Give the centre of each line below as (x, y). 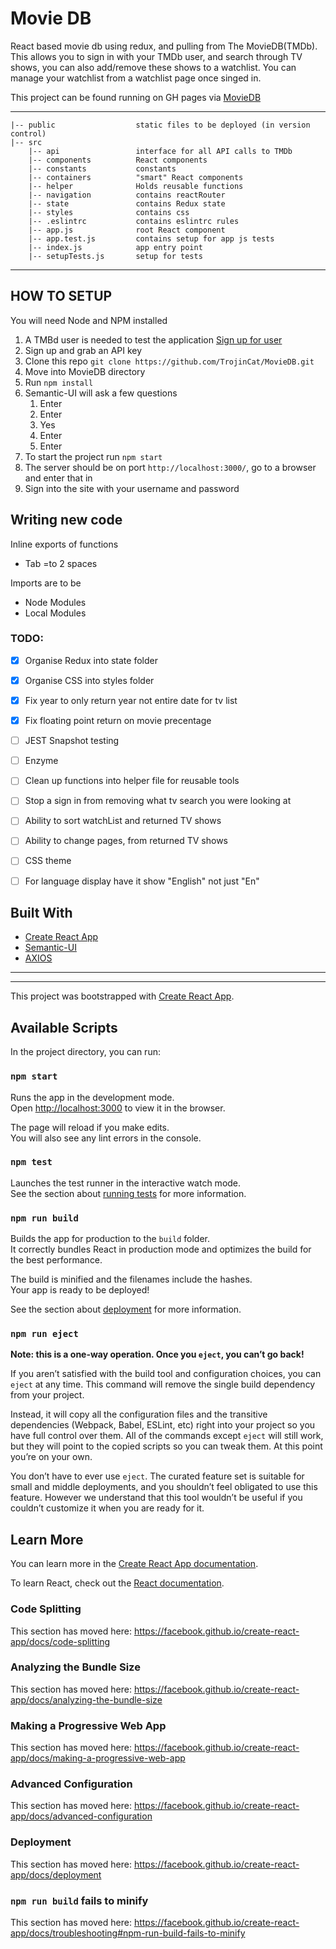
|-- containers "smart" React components (136, 177)
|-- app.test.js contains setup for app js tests (151, 238)
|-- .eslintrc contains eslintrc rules (134, 221)
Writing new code (66, 520)
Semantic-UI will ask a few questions (101, 393)
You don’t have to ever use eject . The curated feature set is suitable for (157, 1476)
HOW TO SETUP (61, 296)
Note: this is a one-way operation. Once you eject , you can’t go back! (157, 1354)
